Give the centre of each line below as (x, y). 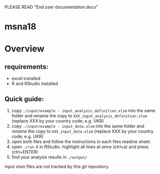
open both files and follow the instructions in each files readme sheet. (81, 141)
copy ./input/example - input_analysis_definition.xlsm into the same (83, 111)
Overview (24, 49)
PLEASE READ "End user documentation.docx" (51, 7)
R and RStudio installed (35, 84)
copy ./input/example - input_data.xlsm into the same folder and (78, 126)
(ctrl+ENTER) (25, 152)
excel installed (26, 78)
